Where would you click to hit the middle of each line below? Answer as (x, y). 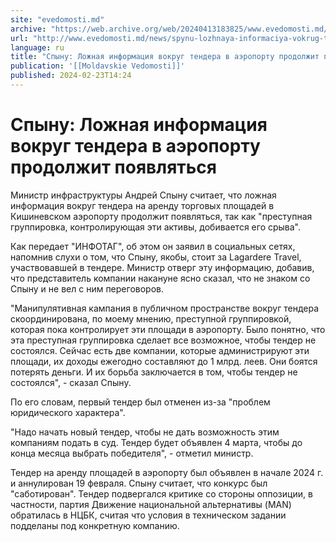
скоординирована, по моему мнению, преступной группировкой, (151, 318)
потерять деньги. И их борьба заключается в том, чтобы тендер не (154, 372)
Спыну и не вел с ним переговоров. (87, 288)
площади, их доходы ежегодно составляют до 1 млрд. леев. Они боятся (164, 361)
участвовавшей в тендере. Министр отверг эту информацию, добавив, (162, 267)
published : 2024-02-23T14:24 (71, 76)
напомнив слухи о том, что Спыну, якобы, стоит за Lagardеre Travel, (156, 257)
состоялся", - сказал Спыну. (71, 382)
